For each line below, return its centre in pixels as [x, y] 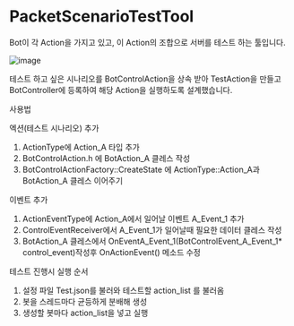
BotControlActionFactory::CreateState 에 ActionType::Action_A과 [141, 169]
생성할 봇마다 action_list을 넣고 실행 [85, 313]
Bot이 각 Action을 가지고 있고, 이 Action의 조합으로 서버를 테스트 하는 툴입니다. [147, 42]
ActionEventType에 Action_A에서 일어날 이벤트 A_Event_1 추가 [133, 219]
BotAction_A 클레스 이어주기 [73, 180]
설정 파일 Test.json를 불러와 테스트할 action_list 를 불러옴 [123, 290]
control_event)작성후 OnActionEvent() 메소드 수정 [112, 252]
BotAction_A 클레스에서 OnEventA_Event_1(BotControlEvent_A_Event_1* [152, 241]
